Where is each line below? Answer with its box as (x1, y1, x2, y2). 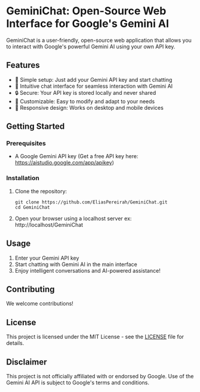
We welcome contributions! (6, 300, 73, 307)
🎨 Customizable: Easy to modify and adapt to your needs (14, 97, 155, 105)
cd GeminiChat (14, 204, 50, 210)
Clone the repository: (14, 187, 67, 195)
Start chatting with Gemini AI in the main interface (14, 261, 137, 268)
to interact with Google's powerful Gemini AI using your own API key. (6, 43, 176, 50)
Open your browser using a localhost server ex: (14, 215, 132, 222)
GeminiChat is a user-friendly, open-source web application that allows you (6, 36, 192, 44)
